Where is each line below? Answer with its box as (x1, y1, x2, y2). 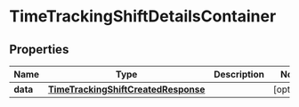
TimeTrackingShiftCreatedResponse (47, 83, 206, 95)
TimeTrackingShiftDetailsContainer (9, 6, 277, 27)
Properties (9, 42, 69, 57)
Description (213, 69, 265, 80)
